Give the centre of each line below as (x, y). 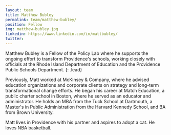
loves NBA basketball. (28, 128)
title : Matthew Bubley (29, 15)
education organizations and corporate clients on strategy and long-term (82, 85)
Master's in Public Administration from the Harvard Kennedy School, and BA (85, 107)
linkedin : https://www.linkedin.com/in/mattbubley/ (61, 34)
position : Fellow (24, 24)
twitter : (15, 39)
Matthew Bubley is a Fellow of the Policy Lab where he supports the (77, 53)
